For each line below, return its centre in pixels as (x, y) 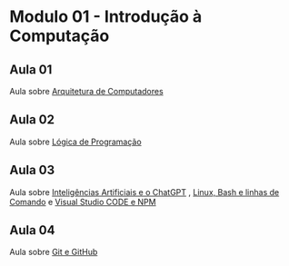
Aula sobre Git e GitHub (54, 252)
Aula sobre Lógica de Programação (76, 142)
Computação (60, 36)
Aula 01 (31, 69)
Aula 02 (32, 120)
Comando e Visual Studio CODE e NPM (83, 202)
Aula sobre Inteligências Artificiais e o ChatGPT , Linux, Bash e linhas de (144, 192)
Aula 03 (32, 170)
